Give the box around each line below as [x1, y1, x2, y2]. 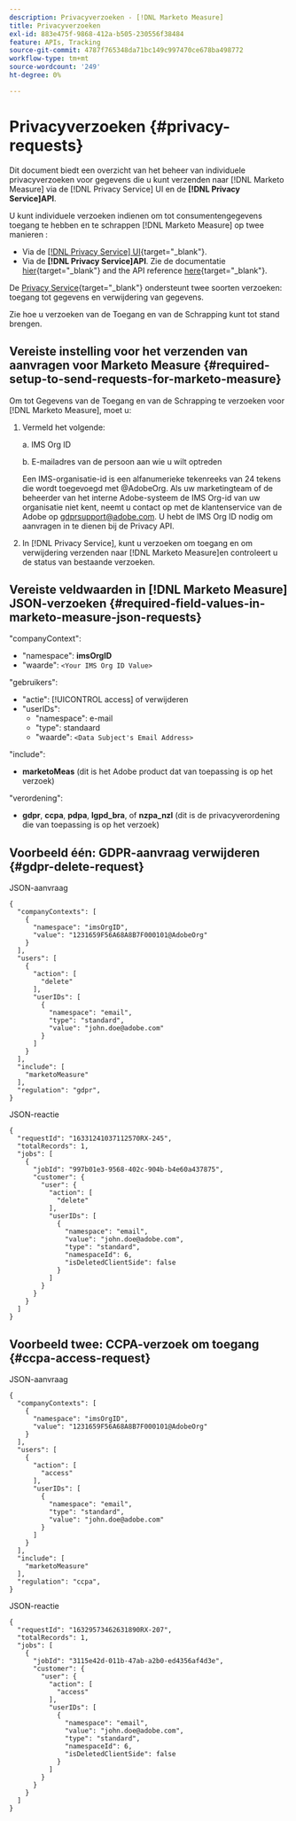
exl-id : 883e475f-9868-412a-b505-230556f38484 [9, 29, 184, 38]
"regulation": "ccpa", [17, 1577, 101, 1586]
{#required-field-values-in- [109, 596, 266, 611]
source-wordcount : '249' [9, 63, 101, 72]
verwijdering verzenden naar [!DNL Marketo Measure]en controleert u [21, 547, 278, 558]
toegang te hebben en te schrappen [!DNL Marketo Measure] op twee [9, 219, 264, 231]
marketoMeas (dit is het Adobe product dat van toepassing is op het [21, 766, 273, 777]
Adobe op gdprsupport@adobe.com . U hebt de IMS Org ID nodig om [21, 511, 273, 521]
